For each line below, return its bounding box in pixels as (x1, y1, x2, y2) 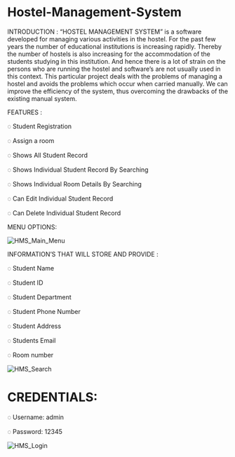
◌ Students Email (7, 336, 56, 344)
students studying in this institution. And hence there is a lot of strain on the (7, 57, 226, 65)
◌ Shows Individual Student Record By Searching (7, 165, 149, 174)
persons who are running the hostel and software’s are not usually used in (7, 64, 221, 73)
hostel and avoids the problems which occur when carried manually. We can (7, 79, 228, 88)
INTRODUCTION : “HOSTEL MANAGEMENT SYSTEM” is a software (7, 27, 202, 36)
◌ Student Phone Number (7, 307, 81, 315)
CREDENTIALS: (7, 390, 98, 405)
